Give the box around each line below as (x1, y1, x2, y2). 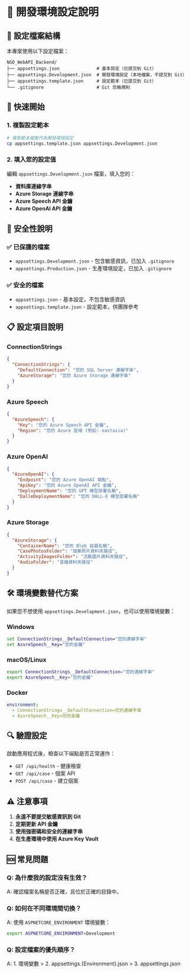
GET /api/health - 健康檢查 (15, 763, 81, 770)
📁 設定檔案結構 (6, 31, 61, 41)
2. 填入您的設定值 (6, 155, 57, 164)
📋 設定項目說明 (6, 322, 64, 332)
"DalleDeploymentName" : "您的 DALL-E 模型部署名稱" (17, 493, 140, 500)
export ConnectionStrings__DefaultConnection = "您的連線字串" (6, 669, 155, 674)
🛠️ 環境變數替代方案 (6, 588, 78, 598)
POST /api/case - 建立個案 (15, 777, 79, 784)
